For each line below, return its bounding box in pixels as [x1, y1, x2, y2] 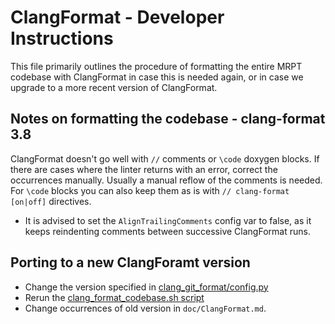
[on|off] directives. [10, 195, 92, 207]
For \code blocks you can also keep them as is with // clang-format [10, 184, 290, 196]
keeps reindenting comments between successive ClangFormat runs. [24, 225, 311, 237]
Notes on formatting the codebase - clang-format [10, 111, 326, 128]
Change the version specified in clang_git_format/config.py [24, 281, 269, 293]
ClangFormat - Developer [10, 6, 225, 29]
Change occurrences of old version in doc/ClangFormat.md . [24, 302, 267, 314]
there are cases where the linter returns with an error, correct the [10, 163, 278, 175]
